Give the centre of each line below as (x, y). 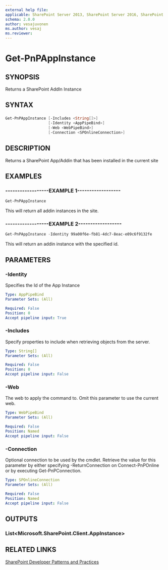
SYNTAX (19, 105)
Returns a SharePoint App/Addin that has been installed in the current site (82, 160)
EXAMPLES (23, 177)
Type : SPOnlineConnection (32, 480)
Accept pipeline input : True (36, 318)
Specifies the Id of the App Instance (42, 286)
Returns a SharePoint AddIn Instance (43, 89)
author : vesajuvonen (27, 24)
